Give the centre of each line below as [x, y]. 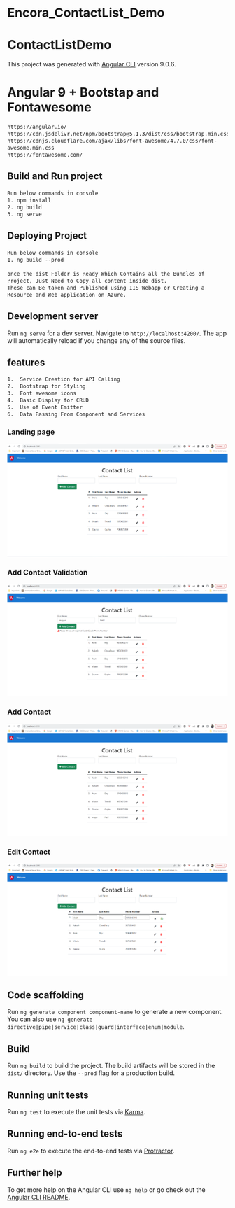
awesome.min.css [31, 148]
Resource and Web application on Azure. [67, 295]
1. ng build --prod [36, 260]
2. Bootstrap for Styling [47, 386]
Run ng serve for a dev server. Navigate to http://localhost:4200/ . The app [117, 333]
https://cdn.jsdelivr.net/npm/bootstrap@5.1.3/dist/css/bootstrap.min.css [119, 134]
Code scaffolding [45, 995]
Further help [35, 1173]
